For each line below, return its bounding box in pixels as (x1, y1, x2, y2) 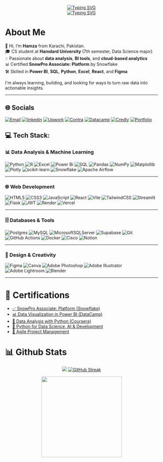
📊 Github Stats (5, 346, 67, 358)
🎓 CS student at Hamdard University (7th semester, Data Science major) (5, 48, 153, 54)
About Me (5, 27, 46, 38)
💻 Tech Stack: (5, 132, 50, 140)
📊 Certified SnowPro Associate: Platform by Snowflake (5, 61, 118, 67)
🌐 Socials (5, 104, 35, 112)
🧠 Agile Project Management (12, 329, 69, 335)
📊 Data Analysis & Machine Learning (5, 149, 94, 155)
